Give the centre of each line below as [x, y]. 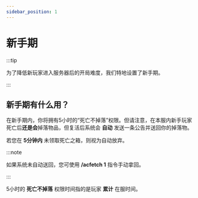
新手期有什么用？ [38, 104]
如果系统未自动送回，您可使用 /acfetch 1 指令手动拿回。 [75, 165]
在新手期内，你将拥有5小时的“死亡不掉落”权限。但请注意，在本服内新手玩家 [99, 120]
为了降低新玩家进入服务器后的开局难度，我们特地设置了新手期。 [85, 72]
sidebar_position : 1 [32, 12]
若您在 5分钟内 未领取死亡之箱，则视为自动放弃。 [67, 141]
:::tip [12, 60]
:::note [14, 153]
